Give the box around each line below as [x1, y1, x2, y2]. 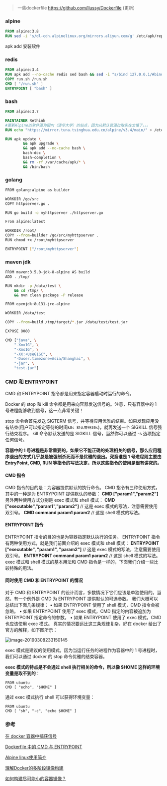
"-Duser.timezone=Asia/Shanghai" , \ [14, 356, 90, 361]
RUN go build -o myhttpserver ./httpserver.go [5, 210, 103, 215]
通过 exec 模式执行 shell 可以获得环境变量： [5, 694, 95, 700]
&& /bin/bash [23, 164, 50, 169]
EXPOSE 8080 [5, 329, 30, 334]
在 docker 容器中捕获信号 [5, 733, 57, 739]
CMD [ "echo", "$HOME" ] [5, 685, 57, 690]
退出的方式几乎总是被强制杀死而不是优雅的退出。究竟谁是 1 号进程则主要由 [9, 454, 162, 460]
